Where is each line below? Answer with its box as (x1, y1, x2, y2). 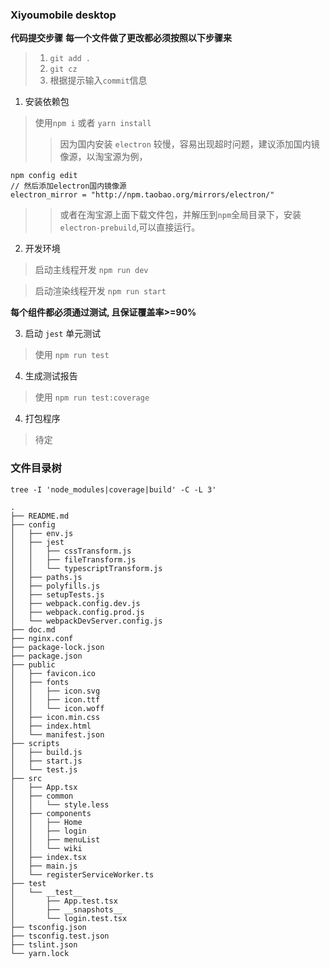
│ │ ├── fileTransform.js (10, 554, 137, 565)
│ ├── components (10, 808, 92, 818)
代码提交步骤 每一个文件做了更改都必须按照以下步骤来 (10, 32, 232, 44)
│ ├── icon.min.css (10, 712, 101, 722)
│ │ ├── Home (10, 817, 83, 827)
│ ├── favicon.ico (10, 668, 97, 678)
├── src (10, 773, 43, 783)
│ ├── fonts (10, 677, 70, 687)
